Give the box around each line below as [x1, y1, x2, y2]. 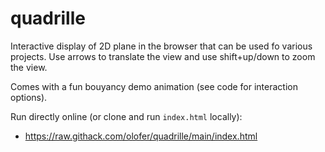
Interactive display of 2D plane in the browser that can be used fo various [10, 40, 313, 52]
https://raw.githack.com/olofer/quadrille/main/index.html [24, 130, 258, 142]
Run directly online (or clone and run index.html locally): [10, 110, 243, 122]
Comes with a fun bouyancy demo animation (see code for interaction [10, 80, 298, 92]
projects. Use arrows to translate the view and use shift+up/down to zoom [10, 50, 316, 62]
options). [10, 91, 48, 103]
